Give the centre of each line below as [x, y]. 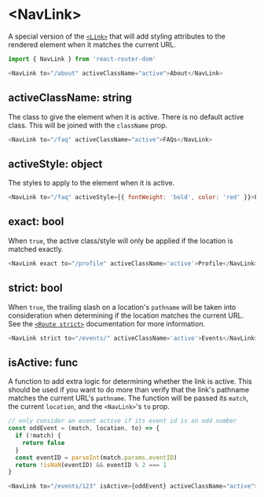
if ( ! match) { [38, 436]
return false [44, 443]
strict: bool [35, 288]
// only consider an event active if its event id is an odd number [123, 421]
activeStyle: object [55, 164]
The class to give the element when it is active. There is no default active [126, 116]
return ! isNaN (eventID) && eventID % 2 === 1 [91, 465]
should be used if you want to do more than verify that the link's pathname [129, 390]
